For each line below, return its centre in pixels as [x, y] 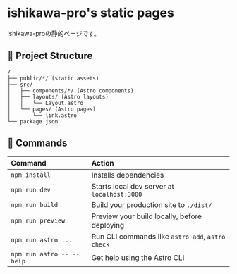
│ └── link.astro [42, 115]
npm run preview [38, 220]
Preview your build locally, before [147, 216]
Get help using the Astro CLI [138, 257]
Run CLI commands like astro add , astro [158, 236]
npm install [31, 175]
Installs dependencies [128, 175]
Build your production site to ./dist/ [152, 204]
